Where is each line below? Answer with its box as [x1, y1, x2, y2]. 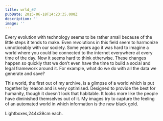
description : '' [5, 16, 38, 21]
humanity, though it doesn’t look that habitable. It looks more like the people [5, 91, 158, 97]
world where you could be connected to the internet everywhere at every [5, 50, 153, 56]
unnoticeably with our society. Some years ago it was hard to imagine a [5, 45, 149, 50]
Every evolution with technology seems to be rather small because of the [5, 34, 153, 40]
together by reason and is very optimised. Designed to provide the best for [5, 85, 156, 91]
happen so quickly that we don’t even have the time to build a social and [5, 60, 151, 66]
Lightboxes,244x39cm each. [5, 111, 63, 117]
